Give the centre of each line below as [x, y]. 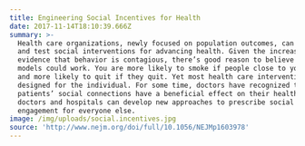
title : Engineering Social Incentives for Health [105, 18]
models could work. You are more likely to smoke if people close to [152, 69]
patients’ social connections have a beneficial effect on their [144, 93]
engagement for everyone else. [77, 111]
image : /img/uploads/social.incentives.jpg [93, 119]
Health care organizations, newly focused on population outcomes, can [156, 43]
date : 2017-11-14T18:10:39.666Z [70, 26]
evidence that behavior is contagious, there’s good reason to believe [156, 60]
